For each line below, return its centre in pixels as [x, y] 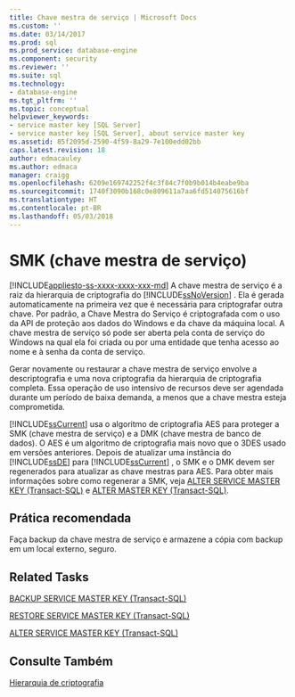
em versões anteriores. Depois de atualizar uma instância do [120, 452]
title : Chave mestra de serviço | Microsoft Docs [103, 17]
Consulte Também [61, 661]
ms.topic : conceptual [49, 109]
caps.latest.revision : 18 [57, 150]
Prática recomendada [70, 518]
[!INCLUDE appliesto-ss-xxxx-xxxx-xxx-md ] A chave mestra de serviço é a [146, 285]
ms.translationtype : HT [53, 200]
